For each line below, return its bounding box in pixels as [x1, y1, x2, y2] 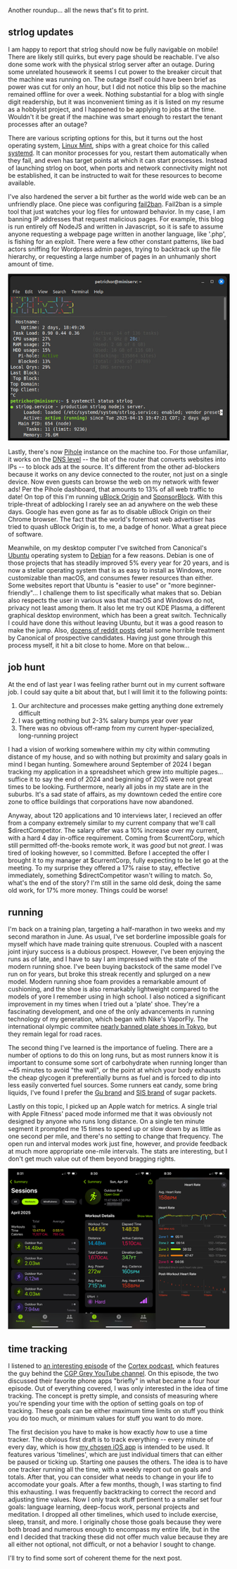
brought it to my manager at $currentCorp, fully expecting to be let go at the [8, 856, 229, 865]
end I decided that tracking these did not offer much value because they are [8, 1532, 229, 1541]
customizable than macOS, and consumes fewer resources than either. [8, 573, 214, 582]
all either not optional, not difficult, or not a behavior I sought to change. [8, 1540, 217, 1549]
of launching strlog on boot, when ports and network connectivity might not [8, 164, 228, 172]
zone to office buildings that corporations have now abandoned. [8, 797, 194, 806]
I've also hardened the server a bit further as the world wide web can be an [8, 192, 226, 200]
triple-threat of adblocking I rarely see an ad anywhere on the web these [8, 500, 218, 508]
